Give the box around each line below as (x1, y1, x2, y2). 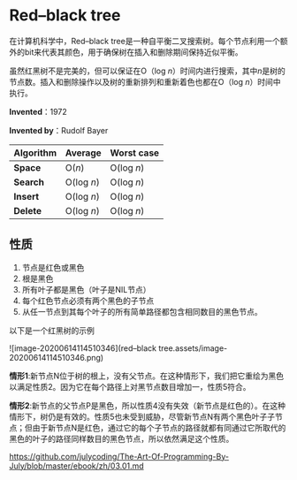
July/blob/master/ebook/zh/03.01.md (9, 461, 144, 471)
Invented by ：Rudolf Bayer (9, 125, 109, 135)
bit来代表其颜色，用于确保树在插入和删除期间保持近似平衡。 (24, 46, 243, 57)
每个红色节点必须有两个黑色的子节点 (21, 295, 155, 306)
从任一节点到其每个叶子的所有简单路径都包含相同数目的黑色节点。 (21, 306, 263, 316)
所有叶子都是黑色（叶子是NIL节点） (21, 284, 152, 294)
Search (13, 176, 44, 188)
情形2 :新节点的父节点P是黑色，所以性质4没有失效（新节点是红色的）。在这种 (9, 400, 286, 411)
